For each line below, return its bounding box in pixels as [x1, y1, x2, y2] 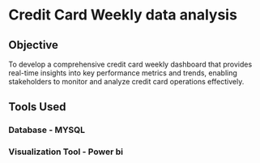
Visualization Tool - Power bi [8, 146, 124, 157]
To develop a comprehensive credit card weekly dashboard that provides [8, 59, 253, 69]
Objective [8, 38, 59, 52]
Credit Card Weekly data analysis [8, 6, 237, 24]
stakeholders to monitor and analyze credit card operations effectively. [8, 77, 245, 86]
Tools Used [8, 100, 66, 114]
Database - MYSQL [8, 124, 86, 135]
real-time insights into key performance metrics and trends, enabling [8, 68, 237, 78]
